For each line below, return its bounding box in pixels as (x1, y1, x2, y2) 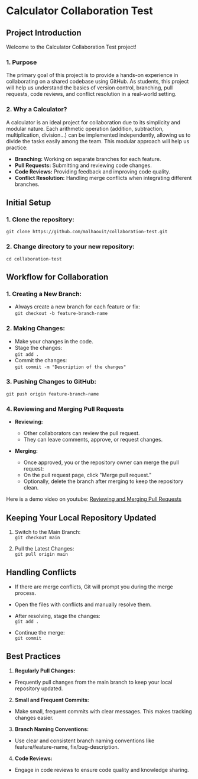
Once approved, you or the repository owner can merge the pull (23, 459, 179, 466)
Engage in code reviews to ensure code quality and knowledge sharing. (14, 766, 189, 773)
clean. (23, 484, 39, 491)
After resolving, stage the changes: (14, 612, 100, 619)
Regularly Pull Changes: (14, 667, 76, 674)
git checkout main (14, 535, 60, 540)
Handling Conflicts (6, 567, 77, 578)
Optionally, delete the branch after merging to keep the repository (23, 478, 184, 485)
